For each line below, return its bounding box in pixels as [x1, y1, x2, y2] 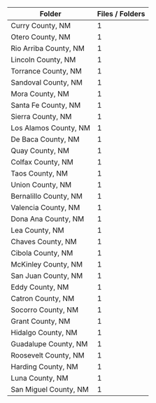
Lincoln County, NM [10, 55, 76, 64]
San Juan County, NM [10, 271, 83, 281]
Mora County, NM [10, 89, 70, 99]
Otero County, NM [10, 32, 71, 41]
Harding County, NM [10, 362, 78, 372]
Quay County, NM [10, 146, 70, 155]
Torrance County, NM [10, 66, 83, 76]
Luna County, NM [10, 374, 69, 383]
